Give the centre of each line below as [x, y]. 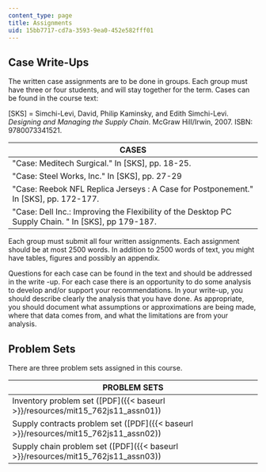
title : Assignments [40, 23]
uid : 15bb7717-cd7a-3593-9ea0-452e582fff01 [81, 30]
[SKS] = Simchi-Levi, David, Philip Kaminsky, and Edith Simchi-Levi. [118, 114]
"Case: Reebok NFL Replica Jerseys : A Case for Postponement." [133, 189]
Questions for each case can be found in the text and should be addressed [130, 273]
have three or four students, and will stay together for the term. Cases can [129, 90]
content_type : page [40, 15]
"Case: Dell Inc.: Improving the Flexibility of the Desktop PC [122, 212]
